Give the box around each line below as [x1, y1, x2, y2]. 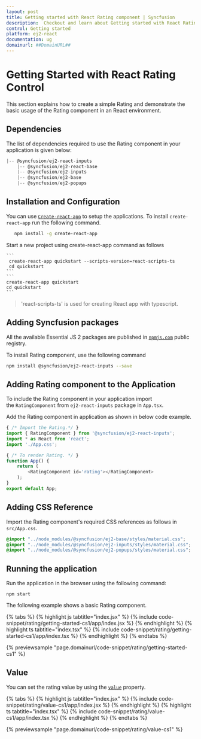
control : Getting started [6, 25, 71, 32]
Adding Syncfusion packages [6, 318, 119, 328]
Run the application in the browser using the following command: [6, 580, 166, 587]
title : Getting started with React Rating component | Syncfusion [6, 14, 175, 20]
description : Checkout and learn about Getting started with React [6, 20, 181, 26]
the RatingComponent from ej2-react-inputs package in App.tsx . [6, 402, 164, 409]
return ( [17, 463, 39, 470]
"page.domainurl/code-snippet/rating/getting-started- [53, 644, 188, 651]
